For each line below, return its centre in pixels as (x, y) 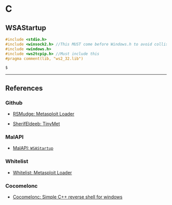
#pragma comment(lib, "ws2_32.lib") (44, 59)
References (24, 88)
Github (14, 103)
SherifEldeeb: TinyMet (36, 124)
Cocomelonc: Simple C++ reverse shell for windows (68, 197)
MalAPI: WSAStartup (33, 148)
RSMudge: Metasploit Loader (44, 114)
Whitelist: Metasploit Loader (42, 172)
